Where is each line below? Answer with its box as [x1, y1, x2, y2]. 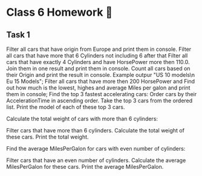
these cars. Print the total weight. [6, 133, 89, 140]
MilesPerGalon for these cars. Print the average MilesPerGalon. [6, 163, 164, 170]
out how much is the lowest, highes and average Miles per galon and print [6, 84, 191, 91]
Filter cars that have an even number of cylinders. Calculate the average [6, 157, 186, 164]
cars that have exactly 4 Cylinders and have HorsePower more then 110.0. [6, 59, 190, 65]
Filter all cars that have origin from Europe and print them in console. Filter [6, 45, 192, 53]
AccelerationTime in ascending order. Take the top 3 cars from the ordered [6, 97, 193, 104]
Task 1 [6, 30, 30, 40]
